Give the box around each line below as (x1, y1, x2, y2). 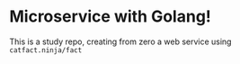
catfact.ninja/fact (9, 45, 83, 55)
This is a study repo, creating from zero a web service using (9, 36, 232, 47)
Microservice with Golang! (9, 6, 211, 27)
